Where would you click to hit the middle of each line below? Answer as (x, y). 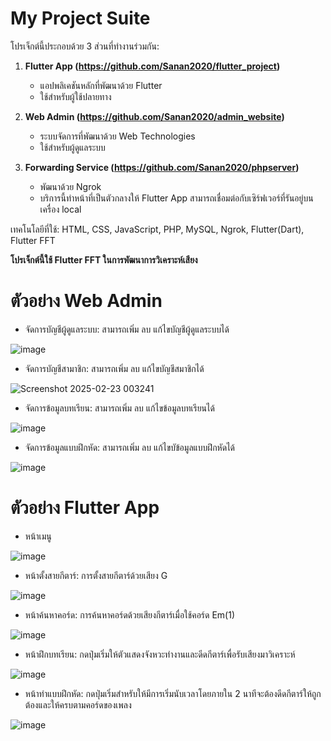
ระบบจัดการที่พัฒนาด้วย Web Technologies (117, 136)
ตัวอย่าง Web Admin (86, 301)
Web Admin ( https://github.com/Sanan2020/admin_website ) (154, 116)
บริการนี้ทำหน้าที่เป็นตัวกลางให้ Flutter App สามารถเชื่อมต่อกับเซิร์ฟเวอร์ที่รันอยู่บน (176, 198)
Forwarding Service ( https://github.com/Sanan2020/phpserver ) (162, 167)
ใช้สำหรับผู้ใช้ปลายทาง (75, 96)
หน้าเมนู (38, 536)
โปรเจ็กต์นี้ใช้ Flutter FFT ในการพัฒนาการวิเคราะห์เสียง (104, 259)
